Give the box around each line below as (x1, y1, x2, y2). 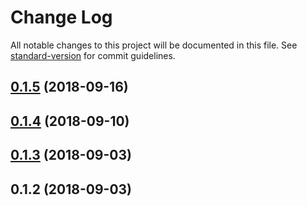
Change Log (10, 6, 113, 29)
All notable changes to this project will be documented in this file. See (10, 39, 298, 51)
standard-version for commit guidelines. (10, 49, 176, 61)
